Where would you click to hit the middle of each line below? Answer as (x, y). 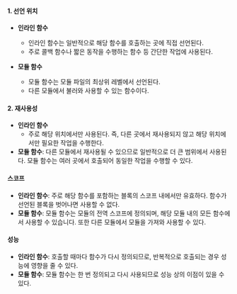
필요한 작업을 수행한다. (73, 143)
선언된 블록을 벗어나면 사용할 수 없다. (69, 204)
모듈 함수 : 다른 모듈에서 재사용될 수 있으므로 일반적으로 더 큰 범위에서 (112, 152)
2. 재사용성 (22, 108)
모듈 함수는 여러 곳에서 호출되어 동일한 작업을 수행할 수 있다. (110, 161)
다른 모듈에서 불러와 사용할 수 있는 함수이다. (88, 91)
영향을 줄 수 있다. (54, 265)
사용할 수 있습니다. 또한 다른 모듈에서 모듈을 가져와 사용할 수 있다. (116, 222)
